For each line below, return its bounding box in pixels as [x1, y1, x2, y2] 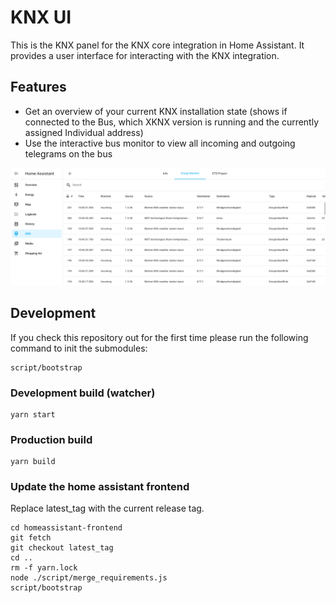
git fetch [10, 533, 52, 543]
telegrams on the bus [24, 147, 113, 160]
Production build [10, 432, 93, 446]
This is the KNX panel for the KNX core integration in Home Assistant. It [10, 39, 305, 51]
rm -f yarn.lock [10, 563, 78, 573]
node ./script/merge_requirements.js [10, 573, 168, 583]
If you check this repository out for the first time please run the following [10, 331, 309, 343]
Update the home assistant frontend [10, 480, 190, 494]
